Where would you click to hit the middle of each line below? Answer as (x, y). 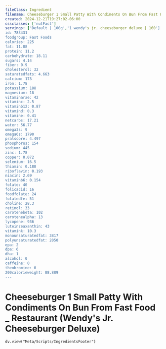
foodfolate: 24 (21, 194)
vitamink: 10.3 (21, 231)
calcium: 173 (19, 79)
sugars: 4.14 (19, 60)
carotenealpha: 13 (24, 217)
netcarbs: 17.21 (22, 120)
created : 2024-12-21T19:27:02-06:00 (43, 19)
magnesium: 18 (20, 93)
